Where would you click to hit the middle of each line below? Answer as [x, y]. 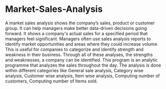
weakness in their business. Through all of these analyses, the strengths [79, 54]
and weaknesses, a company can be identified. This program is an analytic [82, 60]
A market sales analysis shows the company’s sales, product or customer [80, 23]
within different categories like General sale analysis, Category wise [74, 70]
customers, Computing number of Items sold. [52, 81]
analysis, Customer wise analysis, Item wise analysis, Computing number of [83, 76]
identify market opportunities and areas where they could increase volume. [82, 44]
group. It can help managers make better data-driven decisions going [76, 28]
